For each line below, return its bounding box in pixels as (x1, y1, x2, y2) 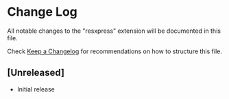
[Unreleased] (7, 67, 65, 79)
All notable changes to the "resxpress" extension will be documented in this (7, 27, 221, 35)
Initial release (16, 85, 55, 93)
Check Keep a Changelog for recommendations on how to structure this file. (7, 47, 223, 55)
